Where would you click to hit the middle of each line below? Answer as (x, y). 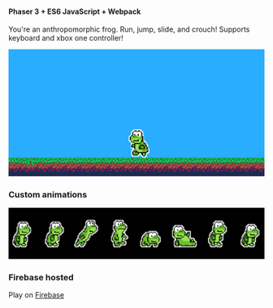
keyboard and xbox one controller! (66, 38)
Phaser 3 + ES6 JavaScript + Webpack (75, 11)
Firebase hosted (41, 277)
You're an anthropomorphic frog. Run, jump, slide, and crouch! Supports (129, 29)
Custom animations (48, 194)
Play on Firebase (37, 295)
